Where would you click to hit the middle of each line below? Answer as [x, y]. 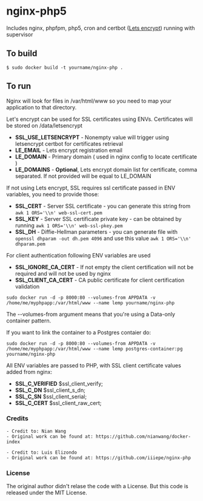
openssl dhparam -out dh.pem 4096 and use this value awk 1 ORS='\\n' [103, 238]
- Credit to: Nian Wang [36, 431]
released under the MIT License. [47, 492]
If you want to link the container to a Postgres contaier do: [79, 332]
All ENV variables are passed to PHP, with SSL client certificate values [94, 365]
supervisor [20, 34]
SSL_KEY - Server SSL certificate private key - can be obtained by [98, 219]
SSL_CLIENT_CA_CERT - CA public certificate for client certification [100, 280]
